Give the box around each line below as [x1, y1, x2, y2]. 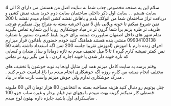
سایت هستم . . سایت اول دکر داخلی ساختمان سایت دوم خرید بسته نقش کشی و [5, 10, 157, 16]
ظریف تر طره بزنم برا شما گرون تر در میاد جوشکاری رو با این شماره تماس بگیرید [5, 26, 160, 32]
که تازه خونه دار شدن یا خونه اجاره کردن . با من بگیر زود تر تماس [5, 53, 129, 59]
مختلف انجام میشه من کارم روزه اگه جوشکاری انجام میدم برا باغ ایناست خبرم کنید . [5, 69, 163, 75]
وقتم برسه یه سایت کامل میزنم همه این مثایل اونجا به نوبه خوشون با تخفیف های [5, 63, 156, 69]
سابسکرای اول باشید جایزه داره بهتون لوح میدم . [5, 95, 97, 101]
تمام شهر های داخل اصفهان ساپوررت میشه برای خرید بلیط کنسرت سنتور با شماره [5, 32, 162, 37]
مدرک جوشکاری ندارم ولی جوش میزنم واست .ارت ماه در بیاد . [5, 74, 125, 80]
